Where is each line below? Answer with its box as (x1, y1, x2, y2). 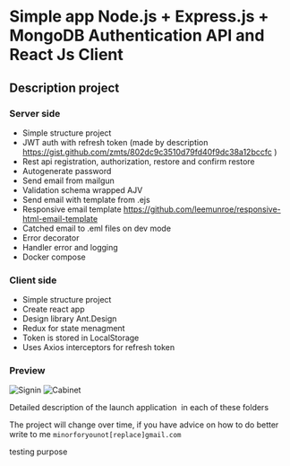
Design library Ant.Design (21, 313, 117, 324)
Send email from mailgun (21, 175, 115, 186)
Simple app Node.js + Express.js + (9, 6, 269, 27)
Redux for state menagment (21, 323, 125, 334)
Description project (9, 80, 120, 95)
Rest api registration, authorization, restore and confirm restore (21, 155, 255, 167)
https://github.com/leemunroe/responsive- (124, 204, 282, 215)
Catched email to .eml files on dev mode (21, 223, 172, 233)
